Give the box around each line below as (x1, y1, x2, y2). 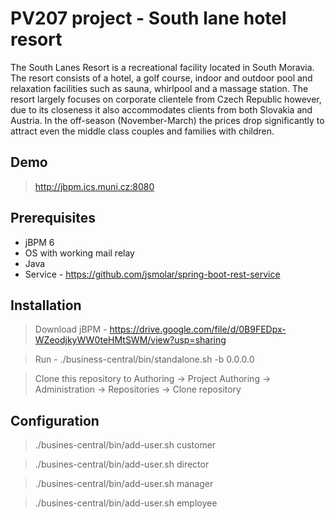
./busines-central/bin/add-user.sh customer (34, 439, 217, 451)
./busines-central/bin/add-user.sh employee (34, 497, 218, 509)
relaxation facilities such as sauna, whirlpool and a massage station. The (10, 82, 309, 94)
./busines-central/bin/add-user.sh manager (34, 478, 214, 490)
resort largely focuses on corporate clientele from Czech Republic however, (10, 93, 322, 105)
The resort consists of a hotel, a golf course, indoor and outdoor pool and (10, 72, 313, 84)
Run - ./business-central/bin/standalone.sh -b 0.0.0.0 (34, 353, 255, 366)
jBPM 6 (24, 236, 55, 248)
